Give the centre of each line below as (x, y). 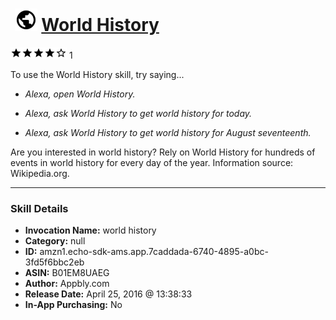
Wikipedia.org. (40, 173)
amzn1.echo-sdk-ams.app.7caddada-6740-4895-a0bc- (154, 252)
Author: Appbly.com (67, 284)
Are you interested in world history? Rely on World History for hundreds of (163, 152)
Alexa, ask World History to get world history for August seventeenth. (168, 132)
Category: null (55, 241)
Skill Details (39, 208)
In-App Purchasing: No (73, 305)
